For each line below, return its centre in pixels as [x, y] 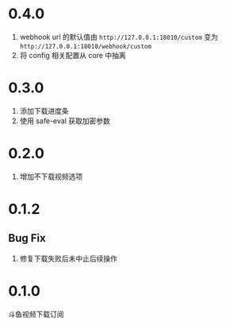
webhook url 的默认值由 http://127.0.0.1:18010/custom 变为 [119, 37]
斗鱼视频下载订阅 [36, 314]
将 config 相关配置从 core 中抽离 [73, 55]
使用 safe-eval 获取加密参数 [65, 121]
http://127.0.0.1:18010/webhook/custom [86, 46]
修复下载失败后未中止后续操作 [68, 258]
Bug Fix [27, 238]
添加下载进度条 [44, 111]
